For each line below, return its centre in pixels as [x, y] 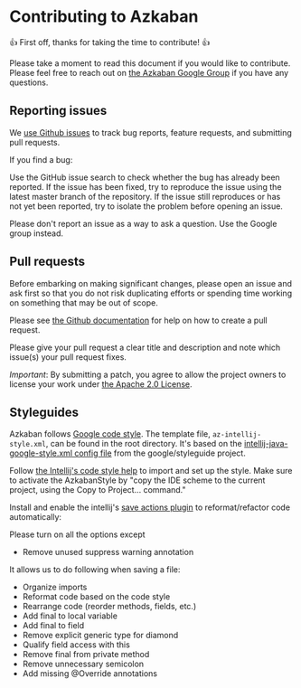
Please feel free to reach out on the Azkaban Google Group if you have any [149, 72]
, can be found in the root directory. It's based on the [144, 444]
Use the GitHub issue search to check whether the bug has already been [145, 177]
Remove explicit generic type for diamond [100, 636]
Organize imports [55, 587]
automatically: [35, 517]
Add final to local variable [70, 616]
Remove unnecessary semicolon [83, 664]
